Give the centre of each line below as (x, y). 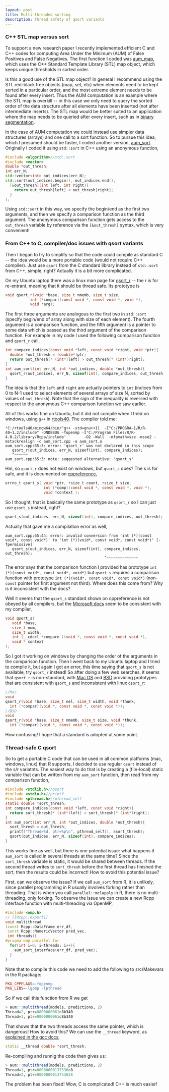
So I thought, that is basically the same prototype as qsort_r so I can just (81, 502)
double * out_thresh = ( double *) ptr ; (48, 355)
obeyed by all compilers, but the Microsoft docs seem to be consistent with (83, 604)
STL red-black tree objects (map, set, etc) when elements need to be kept (82, 84)
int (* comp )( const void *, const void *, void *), (98, 488)
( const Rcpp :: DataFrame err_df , (39, 926)
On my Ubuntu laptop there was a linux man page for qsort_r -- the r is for (82, 280)
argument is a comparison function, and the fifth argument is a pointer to (80, 325)
